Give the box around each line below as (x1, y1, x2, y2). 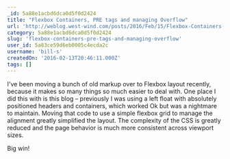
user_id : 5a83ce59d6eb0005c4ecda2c (7, 42, 109, 49)
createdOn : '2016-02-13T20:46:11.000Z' (7, 55, 121, 62)
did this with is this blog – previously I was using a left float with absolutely (7, 94, 217, 103)
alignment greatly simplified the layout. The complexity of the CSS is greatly (7, 116, 221, 124)
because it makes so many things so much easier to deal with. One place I (7, 87, 216, 95)
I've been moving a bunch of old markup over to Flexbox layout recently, (7, 79, 212, 88)
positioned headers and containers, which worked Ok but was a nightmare (7, 101, 218, 110)
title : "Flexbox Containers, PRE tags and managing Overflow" (7, 16, 188, 23)
